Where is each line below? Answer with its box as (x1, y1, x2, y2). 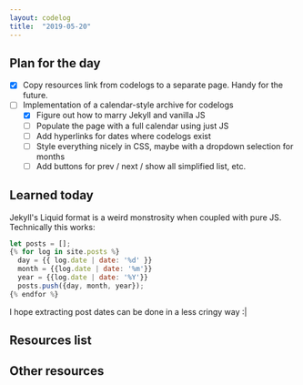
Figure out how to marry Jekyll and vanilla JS (35, 110, 206, 121)
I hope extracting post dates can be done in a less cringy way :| (9, 306, 247, 317)
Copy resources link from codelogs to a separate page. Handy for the (22, 79, 284, 91)
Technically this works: (9, 221, 96, 232)
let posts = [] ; (9, 238, 71, 248)
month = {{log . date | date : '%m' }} (17, 265, 153, 274)
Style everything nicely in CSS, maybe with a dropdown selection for (35, 140, 294, 151)
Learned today (9, 187, 94, 203)
